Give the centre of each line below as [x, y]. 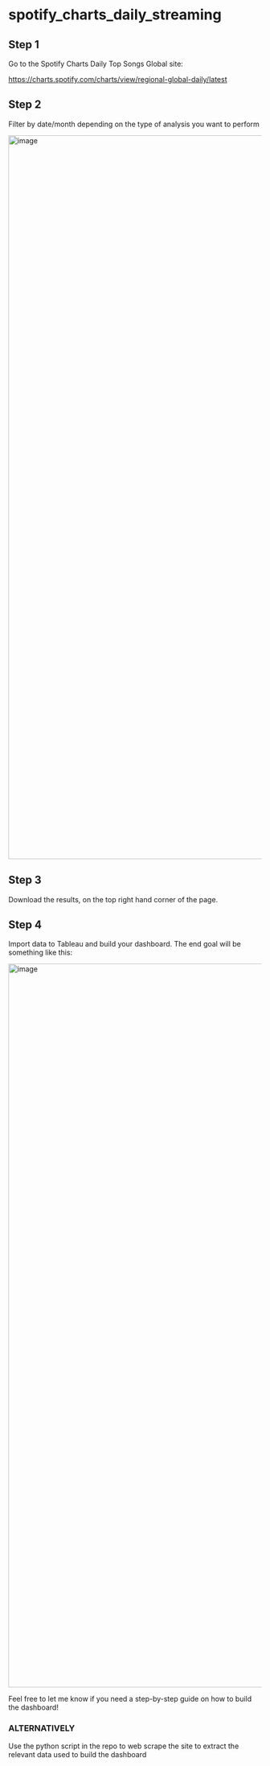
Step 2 [25, 105]
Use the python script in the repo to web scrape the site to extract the [124, 1746]
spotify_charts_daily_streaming [115, 15]
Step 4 [25, 925]
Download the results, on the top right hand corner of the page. [113, 899]
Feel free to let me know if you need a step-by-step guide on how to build [130, 1699]
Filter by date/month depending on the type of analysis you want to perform [134, 124]
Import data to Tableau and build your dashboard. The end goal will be [125, 944]
